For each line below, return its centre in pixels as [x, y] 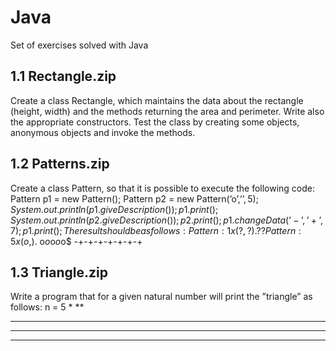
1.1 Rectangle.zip [63, 76]
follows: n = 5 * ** [47, 307]
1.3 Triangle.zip [59, 272]
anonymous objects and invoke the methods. [103, 132]
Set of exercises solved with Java [79, 45]
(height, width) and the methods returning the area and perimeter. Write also [167, 111]
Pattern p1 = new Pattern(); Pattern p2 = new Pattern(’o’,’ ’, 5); [134, 198]
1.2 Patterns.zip [60, 164]
